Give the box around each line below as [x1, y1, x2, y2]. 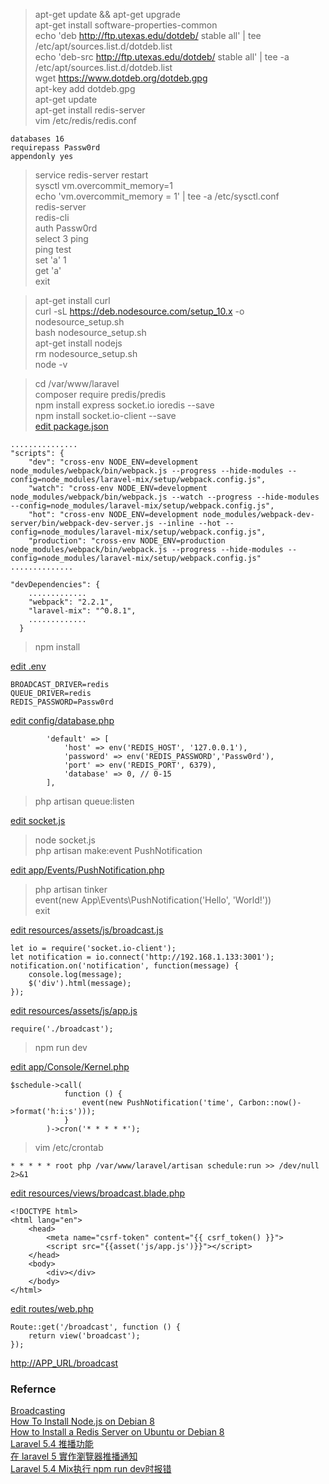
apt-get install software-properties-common [34, 19, 218, 31]
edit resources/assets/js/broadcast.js [10, 924, 164, 936]
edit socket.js [10, 815, 66, 826]
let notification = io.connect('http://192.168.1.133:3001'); [10, 952, 275, 962]
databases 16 [10, 134, 65, 144]
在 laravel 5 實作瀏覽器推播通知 [10, 1450, 138, 1463]
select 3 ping [34, 233, 89, 244]
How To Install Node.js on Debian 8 [10, 1415, 155, 1428]
